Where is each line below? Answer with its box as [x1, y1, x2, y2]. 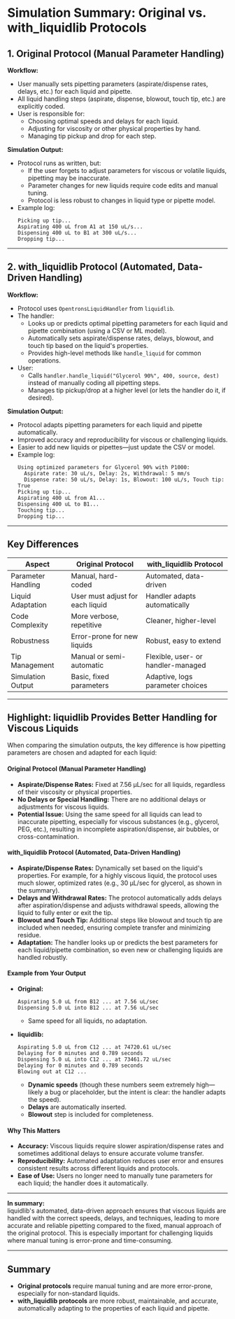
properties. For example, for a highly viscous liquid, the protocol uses [17, 871, 218, 879]
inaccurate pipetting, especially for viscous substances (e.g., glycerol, [17, 817, 220, 825]
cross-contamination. [17, 832, 80, 841]
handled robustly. [17, 953, 68, 961]
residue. [17, 930, 41, 939]
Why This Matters [7, 1126, 61, 1135]
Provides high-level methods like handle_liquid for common [27, 349, 201, 357]
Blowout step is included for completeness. [27, 1110, 154, 1119]
